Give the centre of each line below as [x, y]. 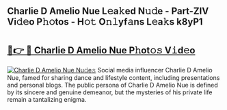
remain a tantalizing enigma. [47, 99]
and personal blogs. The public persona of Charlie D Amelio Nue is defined [113, 85]
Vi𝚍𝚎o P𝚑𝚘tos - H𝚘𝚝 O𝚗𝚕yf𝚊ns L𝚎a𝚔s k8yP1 [105, 22]
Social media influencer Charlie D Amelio [155, 70]
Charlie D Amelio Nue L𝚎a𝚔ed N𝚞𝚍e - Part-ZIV [108, 11]
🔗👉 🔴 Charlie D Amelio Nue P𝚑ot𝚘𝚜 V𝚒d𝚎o [101, 50]
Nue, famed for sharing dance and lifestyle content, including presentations [113, 78]
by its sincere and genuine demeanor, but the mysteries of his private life [110, 92]
